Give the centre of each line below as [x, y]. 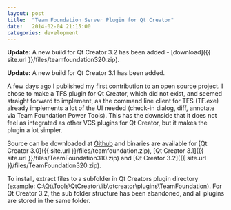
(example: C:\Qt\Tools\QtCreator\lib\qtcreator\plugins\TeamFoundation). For [114, 186]
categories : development [43, 33]
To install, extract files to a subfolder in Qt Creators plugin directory [103, 179]
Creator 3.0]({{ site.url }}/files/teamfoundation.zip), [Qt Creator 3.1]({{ [106, 151]
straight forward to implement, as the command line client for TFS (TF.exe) [113, 101]
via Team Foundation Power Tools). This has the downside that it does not [112, 116]
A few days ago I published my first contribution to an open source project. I [115, 86]
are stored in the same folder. [49, 201]
